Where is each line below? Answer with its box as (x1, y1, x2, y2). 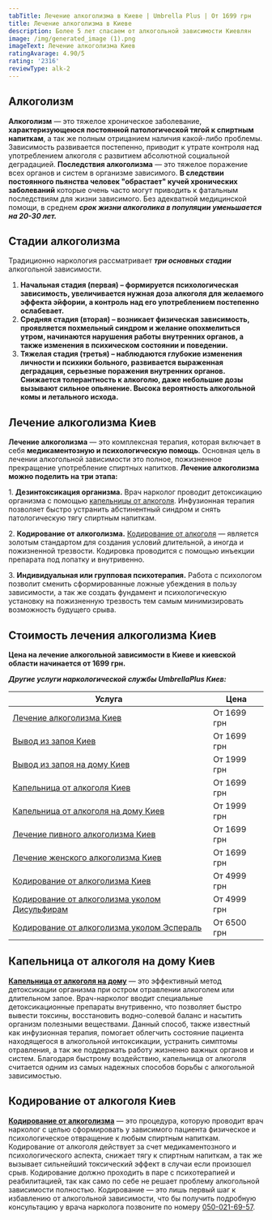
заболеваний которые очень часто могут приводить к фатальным (8, 185, 239, 195)
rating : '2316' (8, 58, 60, 66)
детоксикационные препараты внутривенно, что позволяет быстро (8, 1002, 242, 1012)
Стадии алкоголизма (8, 234, 121, 248)
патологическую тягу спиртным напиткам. (8, 513, 157, 523)
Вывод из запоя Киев (12, 735, 96, 747)
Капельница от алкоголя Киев (12, 782, 131, 793)
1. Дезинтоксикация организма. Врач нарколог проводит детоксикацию (8, 487, 263, 497)
